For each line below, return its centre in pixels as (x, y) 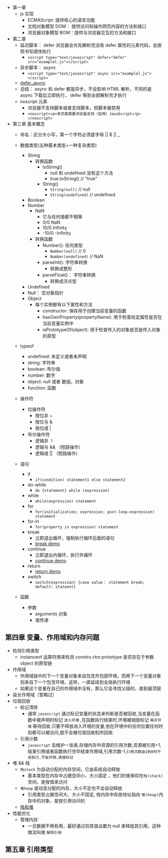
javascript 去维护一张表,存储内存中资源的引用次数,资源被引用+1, (94, 745)
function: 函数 (42, 388)
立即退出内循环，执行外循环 (64, 555)
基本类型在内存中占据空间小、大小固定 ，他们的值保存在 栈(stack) (95, 775)
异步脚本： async (38, 67)
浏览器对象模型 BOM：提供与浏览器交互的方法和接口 (82, 32)
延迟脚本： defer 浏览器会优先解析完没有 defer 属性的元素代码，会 (89, 45)
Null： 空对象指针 (46, 293)
